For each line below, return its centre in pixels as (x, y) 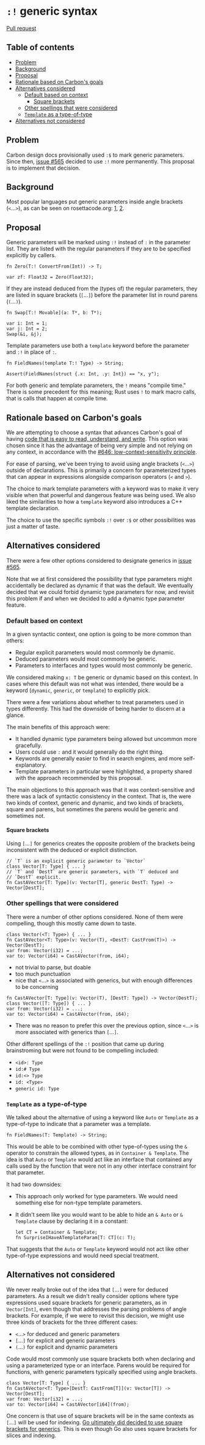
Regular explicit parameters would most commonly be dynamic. (95, 653)
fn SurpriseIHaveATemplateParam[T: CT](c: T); (75, 1237)
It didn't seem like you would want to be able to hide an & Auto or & (99, 1214)
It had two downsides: (34, 1184)
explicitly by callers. (31, 255)
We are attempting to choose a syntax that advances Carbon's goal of (94, 432)
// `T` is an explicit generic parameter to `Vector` (76, 861)
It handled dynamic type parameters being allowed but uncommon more (106, 739)
